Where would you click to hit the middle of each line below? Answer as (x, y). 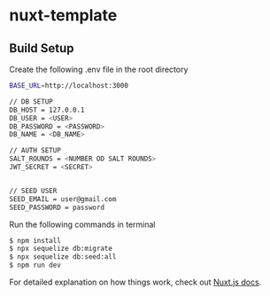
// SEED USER (33, 191)
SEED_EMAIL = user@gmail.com (63, 199)
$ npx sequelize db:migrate (61, 249)
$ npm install (35, 240)
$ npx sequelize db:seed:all (63, 257)
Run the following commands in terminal (83, 224)
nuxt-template (63, 16)
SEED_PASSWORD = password (57, 207)
